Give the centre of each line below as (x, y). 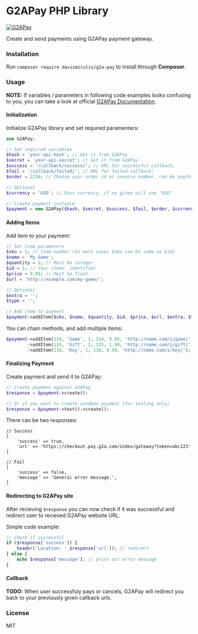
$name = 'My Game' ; (30, 257)
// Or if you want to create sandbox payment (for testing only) (88, 403)
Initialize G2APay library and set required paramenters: (73, 128)
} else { (17, 554)
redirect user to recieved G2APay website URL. (63, 515)
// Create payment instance (41, 204)
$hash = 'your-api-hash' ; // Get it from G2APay (67, 155)
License (18, 613)
